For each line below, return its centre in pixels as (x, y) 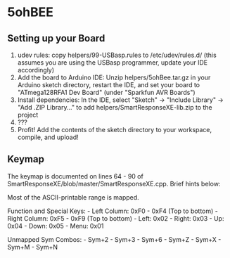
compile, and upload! (48, 137)
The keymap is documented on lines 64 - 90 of (76, 176)
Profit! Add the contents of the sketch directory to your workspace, (115, 130)
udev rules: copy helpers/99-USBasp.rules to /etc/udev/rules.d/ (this (117, 55)
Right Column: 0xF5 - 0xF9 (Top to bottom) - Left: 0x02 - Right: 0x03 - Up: (116, 218)
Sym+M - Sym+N (33, 247)
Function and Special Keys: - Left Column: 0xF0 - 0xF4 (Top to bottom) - (113, 211)
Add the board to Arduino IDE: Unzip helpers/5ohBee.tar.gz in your (114, 77)
